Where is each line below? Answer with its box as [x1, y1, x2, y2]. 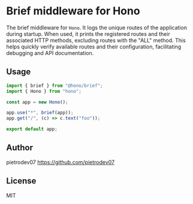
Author [6, 142, 33, 153]
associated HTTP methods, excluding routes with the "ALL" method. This [6, 36, 186, 44]
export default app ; [6, 126, 58, 132]
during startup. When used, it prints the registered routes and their [6, 30, 171, 37]
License [6, 176, 37, 186]
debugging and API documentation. [6, 49, 94, 56]
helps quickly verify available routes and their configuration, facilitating [6, 43, 182, 50]
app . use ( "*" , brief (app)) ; [6, 109, 74, 116]
